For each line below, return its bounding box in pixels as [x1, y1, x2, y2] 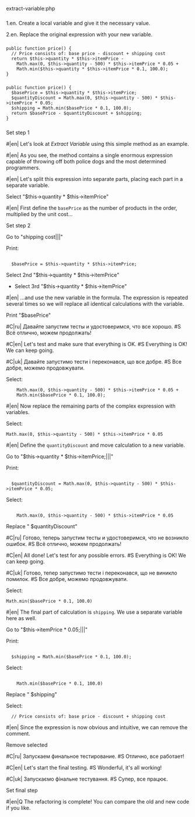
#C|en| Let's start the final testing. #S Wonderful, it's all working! [6, 764, 162, 771]
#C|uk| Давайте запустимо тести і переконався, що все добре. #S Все [6, 358, 182, 365]
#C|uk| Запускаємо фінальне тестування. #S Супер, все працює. [6, 775, 168, 782]
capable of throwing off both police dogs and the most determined [6, 158, 166, 165]
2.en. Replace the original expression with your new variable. [6, 30, 153, 37]
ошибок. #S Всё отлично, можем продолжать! [6, 540, 121, 547]
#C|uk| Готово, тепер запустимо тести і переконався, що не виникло [6, 569, 177, 576]
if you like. [6, 804, 31, 811]
